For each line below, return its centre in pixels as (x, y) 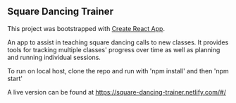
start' (15, 78)
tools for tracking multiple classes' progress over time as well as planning (114, 49)
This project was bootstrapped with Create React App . (86, 28)
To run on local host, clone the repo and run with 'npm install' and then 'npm (118, 71)
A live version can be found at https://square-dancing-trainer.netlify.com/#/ (117, 92)
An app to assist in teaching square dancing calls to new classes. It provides (118, 42)
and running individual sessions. (54, 57)
